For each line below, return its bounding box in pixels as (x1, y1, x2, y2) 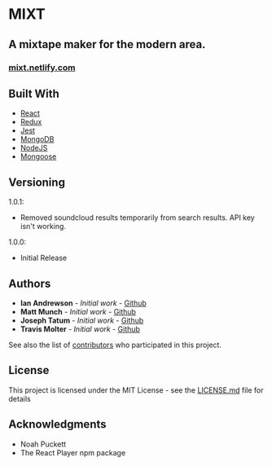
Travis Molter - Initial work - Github (20, 323, 141, 334)
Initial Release (20, 253, 68, 263)
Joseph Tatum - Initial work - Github (20, 315, 144, 325)
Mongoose (20, 152, 57, 161)
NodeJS (20, 143, 48, 153)
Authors (8, 276, 51, 290)
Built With (8, 86, 59, 100)
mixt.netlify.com (8, 62, 76, 73)
